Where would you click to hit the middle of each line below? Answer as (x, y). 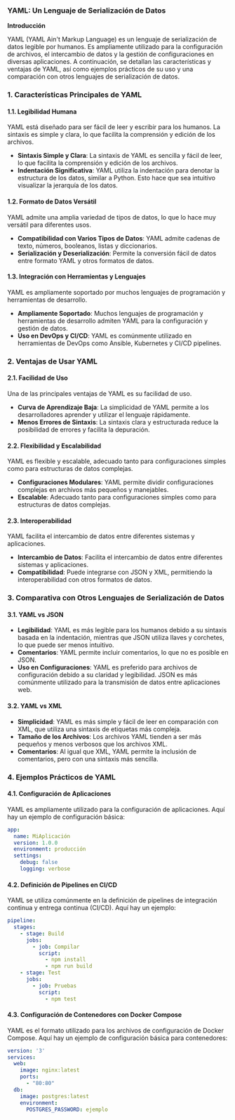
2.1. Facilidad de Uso (38, 378)
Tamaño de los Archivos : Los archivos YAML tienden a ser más (109, 736)
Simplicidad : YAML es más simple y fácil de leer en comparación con (118, 721)
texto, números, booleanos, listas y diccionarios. (87, 246)
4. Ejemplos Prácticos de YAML (61, 777)
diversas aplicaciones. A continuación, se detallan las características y (109, 62)
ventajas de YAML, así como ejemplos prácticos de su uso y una (100, 69)
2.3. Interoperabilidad (40, 521)
